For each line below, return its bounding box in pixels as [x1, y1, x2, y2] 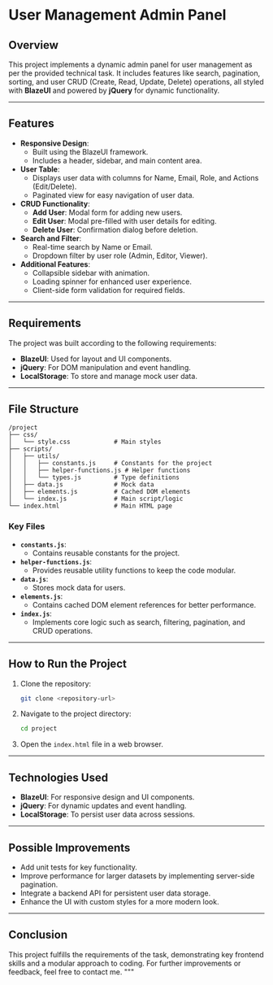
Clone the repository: [19, 678, 92, 688]
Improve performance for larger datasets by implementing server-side [19, 870, 255, 880]
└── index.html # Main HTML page [8, 502, 173, 510]
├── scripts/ [8, 445, 53, 453]
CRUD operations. [32, 625, 93, 635]
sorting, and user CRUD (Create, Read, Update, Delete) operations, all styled [8, 77, 264, 86]
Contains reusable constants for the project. [32, 547, 180, 558]
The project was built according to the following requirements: [8, 338, 217, 347]
